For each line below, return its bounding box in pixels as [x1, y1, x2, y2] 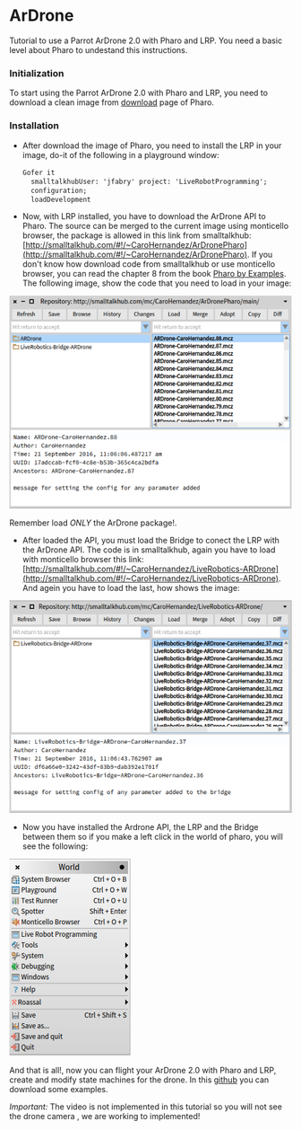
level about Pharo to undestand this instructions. [9, 44, 188, 55]
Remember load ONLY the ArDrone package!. [9, 517, 177, 528]
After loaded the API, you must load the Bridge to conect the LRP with [21, 534, 279, 545]
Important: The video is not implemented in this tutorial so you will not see [9, 1101, 282, 1112]
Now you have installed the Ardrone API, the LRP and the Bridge [21, 822, 259, 833]
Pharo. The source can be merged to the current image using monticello [21, 220, 289, 231]
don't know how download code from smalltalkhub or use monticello [21, 258, 276, 269]
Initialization [9, 66, 64, 79]
